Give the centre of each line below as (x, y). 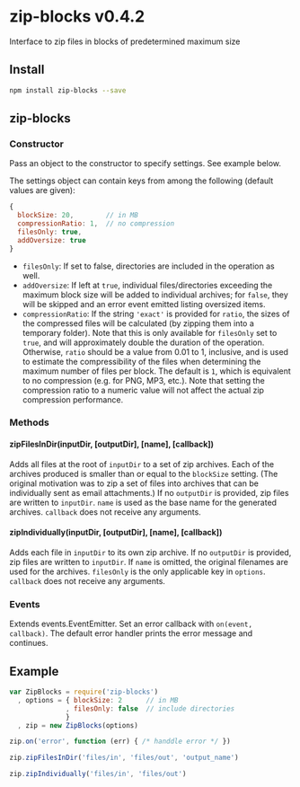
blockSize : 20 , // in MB (78, 216)
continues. (29, 643)
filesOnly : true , (50, 232)
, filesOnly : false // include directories (150, 708)
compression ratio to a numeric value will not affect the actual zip (143, 390)
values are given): (42, 190)
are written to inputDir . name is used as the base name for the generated (143, 502)
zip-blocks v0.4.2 (77, 17)
